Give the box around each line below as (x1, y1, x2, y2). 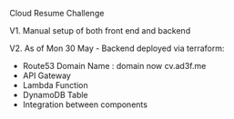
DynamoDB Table (22, 90, 88, 100)
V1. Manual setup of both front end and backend (9, 25, 191, 35)
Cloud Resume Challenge (9, 8, 105, 18)
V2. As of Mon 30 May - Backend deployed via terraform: (9, 43, 225, 54)
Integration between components (22, 99, 148, 110)
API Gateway (22, 70, 71, 81)
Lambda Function (22, 80, 88, 90)
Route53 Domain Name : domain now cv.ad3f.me (22, 61, 207, 71)
